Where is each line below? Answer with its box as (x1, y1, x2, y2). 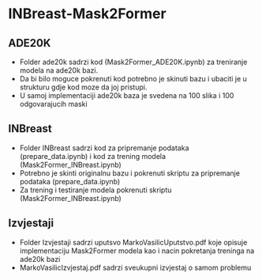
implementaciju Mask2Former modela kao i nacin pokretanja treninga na (19, 246, 255, 255)
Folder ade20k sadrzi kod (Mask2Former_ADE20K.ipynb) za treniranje (19, 57, 248, 66)
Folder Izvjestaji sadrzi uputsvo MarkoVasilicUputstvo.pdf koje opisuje (19, 237, 248, 247)
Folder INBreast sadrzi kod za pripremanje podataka (19, 143, 189, 153)
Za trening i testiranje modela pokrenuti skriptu (19, 185, 172, 195)
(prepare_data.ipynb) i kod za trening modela (19, 151, 167, 161)
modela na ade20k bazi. (19, 66, 99, 75)
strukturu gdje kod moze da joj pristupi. (19, 82, 148, 92)
